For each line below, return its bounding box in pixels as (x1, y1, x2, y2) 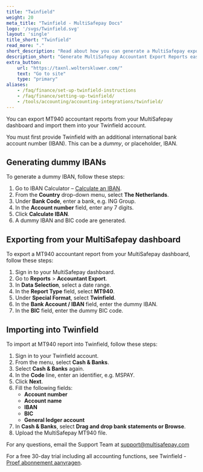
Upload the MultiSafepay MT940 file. (14, 429, 108, 436)
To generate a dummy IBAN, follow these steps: (6, 173, 125, 180)
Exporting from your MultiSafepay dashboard (6, 234, 181, 244)
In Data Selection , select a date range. (14, 281, 112, 289)
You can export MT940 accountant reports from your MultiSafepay (6, 115, 173, 123)
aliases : (6, 82, 28, 88)
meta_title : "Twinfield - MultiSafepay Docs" (6, 20, 123, 26)
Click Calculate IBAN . (14, 211, 69, 218)
